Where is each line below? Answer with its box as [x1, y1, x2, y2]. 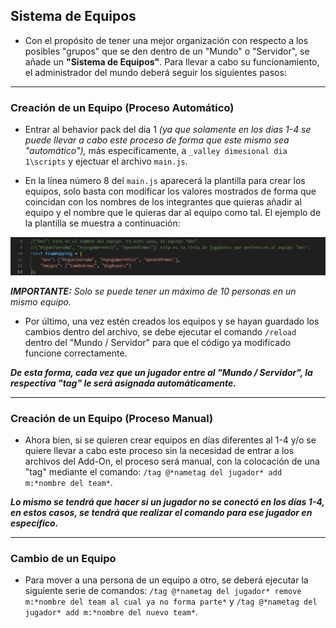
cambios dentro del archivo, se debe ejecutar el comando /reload [24, 325, 297, 338]
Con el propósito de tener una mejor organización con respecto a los [24, 34, 309, 46]
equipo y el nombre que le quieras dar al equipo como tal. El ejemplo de [24, 207, 322, 219]
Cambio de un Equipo [10, 551, 117, 565]
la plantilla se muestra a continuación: [24, 217, 181, 229]
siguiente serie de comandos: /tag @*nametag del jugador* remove [24, 585, 302, 597]
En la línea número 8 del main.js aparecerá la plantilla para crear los [24, 175, 306, 187]
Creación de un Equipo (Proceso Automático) [10, 100, 235, 114]
